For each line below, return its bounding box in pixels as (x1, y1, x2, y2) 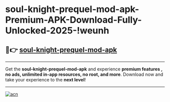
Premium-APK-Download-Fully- (5, 14, 142, 26)
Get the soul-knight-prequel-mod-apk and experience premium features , (5, 66, 163, 72)
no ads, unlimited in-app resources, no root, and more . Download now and (5, 71, 163, 77)
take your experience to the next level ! (5, 77, 86, 82)
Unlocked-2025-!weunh (5, 25, 110, 36)
